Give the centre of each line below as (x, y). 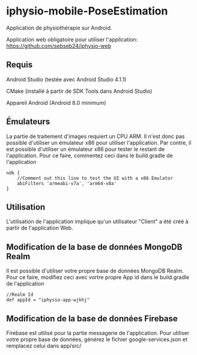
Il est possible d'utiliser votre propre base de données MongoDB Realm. (95, 271)
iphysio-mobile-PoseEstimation (87, 11)
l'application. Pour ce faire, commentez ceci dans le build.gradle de (89, 156)
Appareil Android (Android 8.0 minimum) (56, 102)
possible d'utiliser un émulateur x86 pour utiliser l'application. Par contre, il (99, 142)
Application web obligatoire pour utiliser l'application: (72, 39)
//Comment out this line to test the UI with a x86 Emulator (95, 178)
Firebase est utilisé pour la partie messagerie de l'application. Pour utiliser (98, 333)
